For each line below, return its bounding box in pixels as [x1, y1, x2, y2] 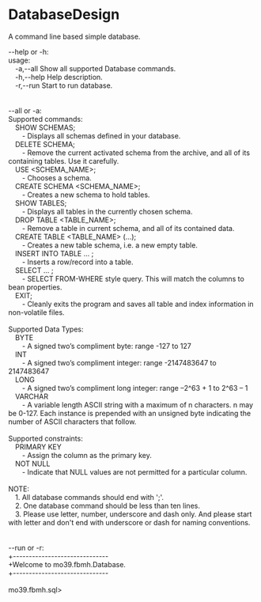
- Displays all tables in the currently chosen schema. [22, 206, 193, 216]
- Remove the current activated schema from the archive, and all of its [22, 148, 251, 157]
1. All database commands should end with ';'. [15, 492, 165, 502]
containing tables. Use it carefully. [8, 156, 119, 165]
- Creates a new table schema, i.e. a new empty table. [22, 240, 198, 250]
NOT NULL [15, 459, 51, 468]
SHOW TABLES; [15, 198, 67, 207]
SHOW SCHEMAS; [15, 123, 76, 132]
